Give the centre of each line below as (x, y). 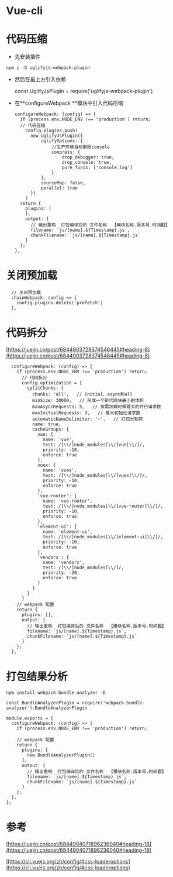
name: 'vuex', (60, 470)
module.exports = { (30, 718)
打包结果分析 (37, 677)
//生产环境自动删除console (81, 147)
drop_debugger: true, (88, 157)
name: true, (46, 424)
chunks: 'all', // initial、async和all (82, 394)
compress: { (66, 152)
